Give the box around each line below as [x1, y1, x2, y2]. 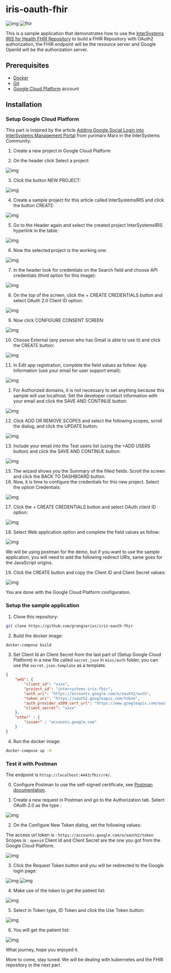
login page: [13, 868, 37, 874]
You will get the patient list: [13, 927, 70, 933]
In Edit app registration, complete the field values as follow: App [13, 362, 147, 368]
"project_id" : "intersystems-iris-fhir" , [24, 686, 113, 692]
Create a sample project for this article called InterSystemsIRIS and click [13, 197, 164, 203]
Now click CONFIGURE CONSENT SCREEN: [13, 317, 105, 324]
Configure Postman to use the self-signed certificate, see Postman [13, 782, 153, 788]
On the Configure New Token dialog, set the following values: [13, 822, 142, 828]
